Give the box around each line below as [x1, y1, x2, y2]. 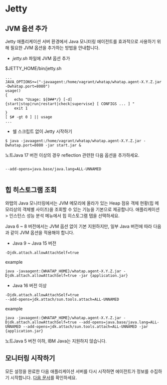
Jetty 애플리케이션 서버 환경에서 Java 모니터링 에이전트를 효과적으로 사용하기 [5, 39, 156, 44]
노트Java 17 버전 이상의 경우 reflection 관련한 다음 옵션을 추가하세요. [5, 152, 140, 158]
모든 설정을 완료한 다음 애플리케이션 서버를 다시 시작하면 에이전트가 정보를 [5, 368, 149, 374]
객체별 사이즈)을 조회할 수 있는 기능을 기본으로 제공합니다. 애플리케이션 [22, 206, 160, 212]
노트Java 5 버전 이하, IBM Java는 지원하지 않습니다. [5, 338, 107, 344]
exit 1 [14, 106, 28, 111]
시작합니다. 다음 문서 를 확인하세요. [10, 374, 77, 380]
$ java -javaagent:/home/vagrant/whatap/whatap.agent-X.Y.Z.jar [5, 138, 142, 143]
